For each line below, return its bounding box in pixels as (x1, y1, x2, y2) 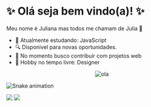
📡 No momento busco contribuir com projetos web (15, 52, 142, 59)
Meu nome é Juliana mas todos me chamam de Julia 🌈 (6, 24, 143, 32)
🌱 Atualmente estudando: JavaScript (15, 36, 107, 44)
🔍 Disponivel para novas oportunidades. (15, 43, 117, 50)
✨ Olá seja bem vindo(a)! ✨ (6, 4, 145, 18)
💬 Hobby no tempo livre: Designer (15, 58, 100, 66)
